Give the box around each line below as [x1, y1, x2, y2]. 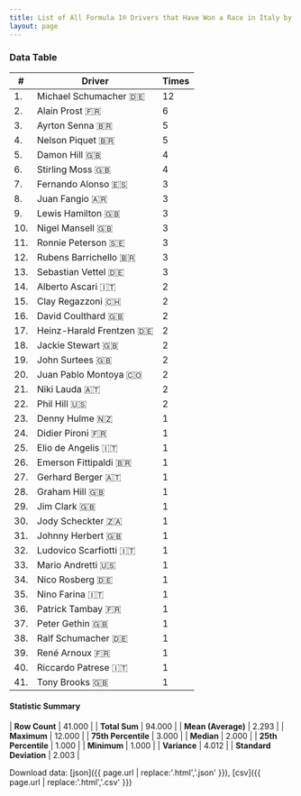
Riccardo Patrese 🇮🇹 [37, 661, 128, 673]
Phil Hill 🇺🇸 [37, 398, 87, 410]
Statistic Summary [9, 700, 81, 712]
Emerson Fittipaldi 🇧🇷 [37, 456, 132, 469]
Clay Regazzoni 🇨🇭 [37, 295, 122, 307]
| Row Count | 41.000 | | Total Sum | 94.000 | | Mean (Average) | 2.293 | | [9, 721, 285, 731]
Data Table [9, 51, 58, 64]
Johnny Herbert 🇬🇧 [37, 529, 123, 542]
